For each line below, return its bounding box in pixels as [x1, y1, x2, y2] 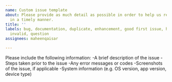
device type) [5, 71, 32, 77]
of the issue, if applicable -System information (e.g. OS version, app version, [5, 65, 167, 72]
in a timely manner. [10, 17, 54, 22]
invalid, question [10, 31, 50, 36]
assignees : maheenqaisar [5, 36, 58, 42]
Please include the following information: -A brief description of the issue [5, 54, 160, 60]
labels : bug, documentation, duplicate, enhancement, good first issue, [5, 27, 164, 32]
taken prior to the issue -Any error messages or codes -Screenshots [18, 60, 163, 66]
